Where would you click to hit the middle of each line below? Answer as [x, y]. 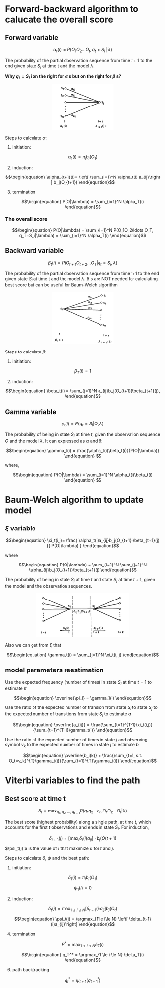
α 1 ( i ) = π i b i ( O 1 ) [83, 157]
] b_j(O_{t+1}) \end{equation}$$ [83, 182]
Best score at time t [35, 799]
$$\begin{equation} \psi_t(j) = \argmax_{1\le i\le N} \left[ [71, 919]
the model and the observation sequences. [49, 586]
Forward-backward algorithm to [72, 9]
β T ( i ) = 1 [83, 371]
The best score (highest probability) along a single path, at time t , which [78, 822]
